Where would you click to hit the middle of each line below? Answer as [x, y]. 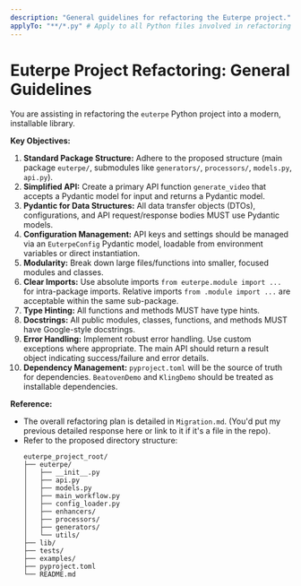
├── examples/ [49, 559]
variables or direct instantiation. [82, 254]
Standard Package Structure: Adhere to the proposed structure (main [153, 159]
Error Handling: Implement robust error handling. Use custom [137, 339]
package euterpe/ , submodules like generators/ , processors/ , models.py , [157, 168]
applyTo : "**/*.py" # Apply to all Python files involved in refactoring [151, 26]
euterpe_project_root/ [65, 457]
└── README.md [49, 574]
